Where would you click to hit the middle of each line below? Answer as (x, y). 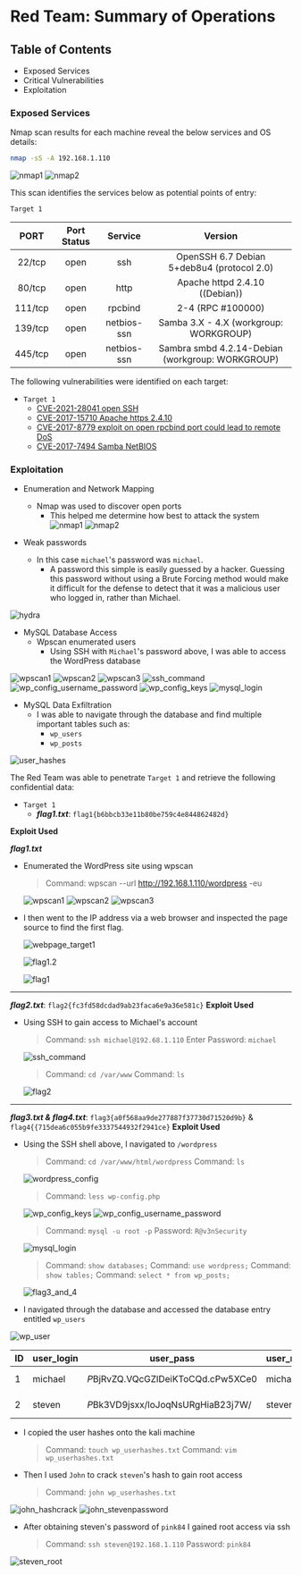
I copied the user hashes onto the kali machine (109, 1433)
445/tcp (32, 354)
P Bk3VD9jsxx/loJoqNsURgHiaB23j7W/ (170, 1405)
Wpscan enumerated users (86, 642)
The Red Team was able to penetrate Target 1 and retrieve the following (143, 778)
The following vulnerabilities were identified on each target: (119, 382)
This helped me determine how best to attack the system (155, 516)
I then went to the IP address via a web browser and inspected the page (155, 918)
